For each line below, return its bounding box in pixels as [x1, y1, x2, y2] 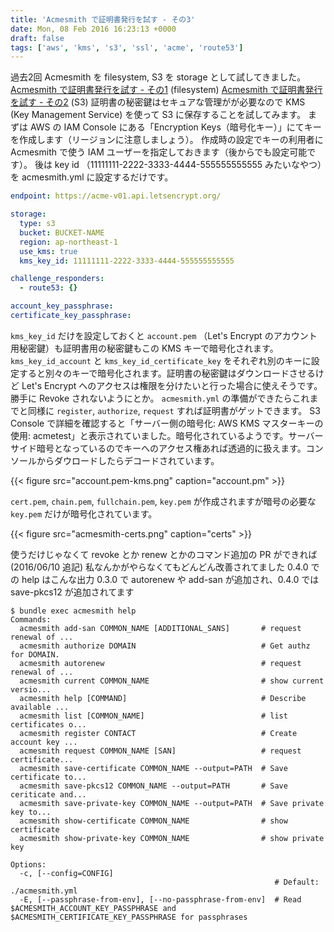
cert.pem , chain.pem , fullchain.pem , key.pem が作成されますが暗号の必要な [10, 495, 317, 507]
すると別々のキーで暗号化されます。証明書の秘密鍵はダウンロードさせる [18, 367, 316, 379]
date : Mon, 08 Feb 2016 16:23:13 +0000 [10, 24, 177, 34]
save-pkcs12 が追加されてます [10, 586, 135, 598]
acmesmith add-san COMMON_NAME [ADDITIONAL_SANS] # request [19, 623, 302, 633]
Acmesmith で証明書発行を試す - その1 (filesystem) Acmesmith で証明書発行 [10, 84, 323, 96]
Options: [10, 859, 47, 870]
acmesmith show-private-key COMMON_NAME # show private [19, 833, 325, 843]
